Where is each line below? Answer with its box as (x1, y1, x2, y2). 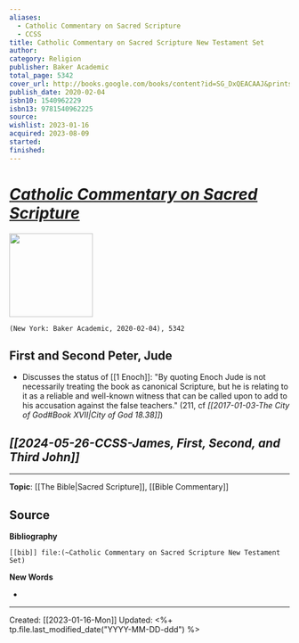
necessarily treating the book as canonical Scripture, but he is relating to (21, 381, 289, 392)
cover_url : (9, 79, 50, 88)
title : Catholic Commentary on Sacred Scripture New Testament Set (9, 37, 265, 47)
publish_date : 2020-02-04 (9, 87, 105, 96)
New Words (9, 572, 53, 582)
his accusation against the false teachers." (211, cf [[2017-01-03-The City (21, 400, 290, 411)
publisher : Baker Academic (9, 63, 109, 72)
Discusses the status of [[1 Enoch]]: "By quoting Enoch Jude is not (21, 372, 266, 383)
